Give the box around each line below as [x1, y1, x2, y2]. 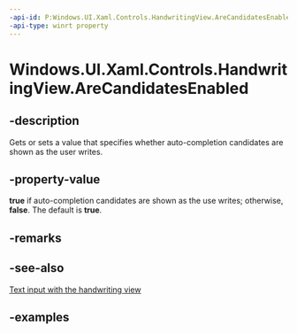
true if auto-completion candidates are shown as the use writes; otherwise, [9, 196, 284, 206]
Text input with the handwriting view [9, 284, 141, 295]
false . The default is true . [9, 205, 103, 215]
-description [9, 113, 80, 128]
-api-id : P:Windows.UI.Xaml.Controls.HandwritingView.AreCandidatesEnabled [9, 12, 294, 22]
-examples [9, 309, 70, 324]
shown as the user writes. [9, 146, 103, 157]
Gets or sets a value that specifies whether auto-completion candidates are [9, 136, 284, 147]
